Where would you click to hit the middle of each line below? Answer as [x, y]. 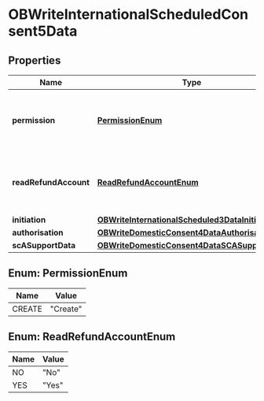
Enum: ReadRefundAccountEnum [92, 337]
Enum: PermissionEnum [68, 273]
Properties [35, 60]
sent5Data [43, 31]
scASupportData [44, 245]
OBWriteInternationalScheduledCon [128, 15]
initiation [29, 220]
